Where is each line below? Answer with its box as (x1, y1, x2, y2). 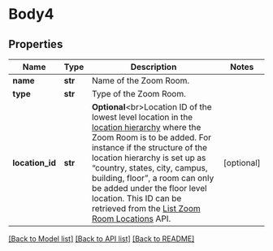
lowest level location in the (92, 111, 193, 123)
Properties (8, 37, 63, 51)
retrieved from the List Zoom (92, 203, 201, 214)
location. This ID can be (92, 193, 182, 204)
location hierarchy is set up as (92, 152, 206, 163)
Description (130, 62, 177, 72)
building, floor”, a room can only (92, 172, 214, 184)
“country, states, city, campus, (92, 162, 208, 173)
